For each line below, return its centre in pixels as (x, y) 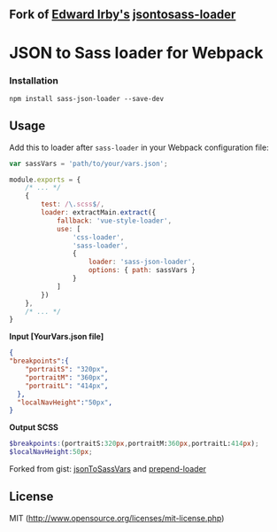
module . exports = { (45, 180)
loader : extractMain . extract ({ (99, 213)
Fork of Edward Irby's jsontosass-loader (123, 15)
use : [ (69, 229)
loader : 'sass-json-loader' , (142, 262)
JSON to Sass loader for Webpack (136, 53)
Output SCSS (34, 427)
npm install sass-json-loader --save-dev (87, 98)
